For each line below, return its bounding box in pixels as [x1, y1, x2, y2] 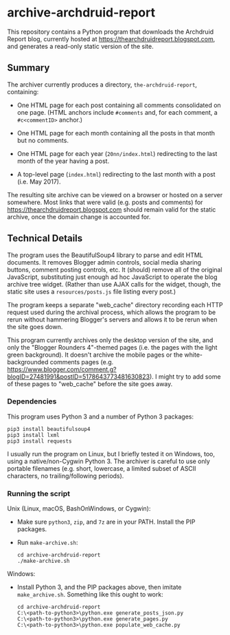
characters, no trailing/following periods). [7, 471, 124, 480]
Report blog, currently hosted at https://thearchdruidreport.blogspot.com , [7, 34, 216, 43]
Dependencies [7, 397, 57, 406]
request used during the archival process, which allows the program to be [7, 308, 216, 316]
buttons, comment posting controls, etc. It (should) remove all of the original [7, 265, 222, 274]
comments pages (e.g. [49, 357, 114, 366]
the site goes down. [7, 322, 63, 331]
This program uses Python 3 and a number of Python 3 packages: [7, 412, 194, 421]
